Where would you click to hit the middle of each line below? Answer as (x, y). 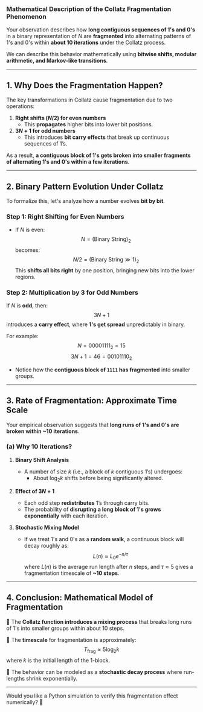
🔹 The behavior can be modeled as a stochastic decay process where (94, 672)
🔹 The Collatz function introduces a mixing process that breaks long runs (99, 621)
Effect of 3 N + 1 (35, 491)
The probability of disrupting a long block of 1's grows (92, 509)
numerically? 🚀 (25, 702)
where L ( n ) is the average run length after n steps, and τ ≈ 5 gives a (108, 567)
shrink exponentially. (52, 678)
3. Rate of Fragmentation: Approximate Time (92, 401)
